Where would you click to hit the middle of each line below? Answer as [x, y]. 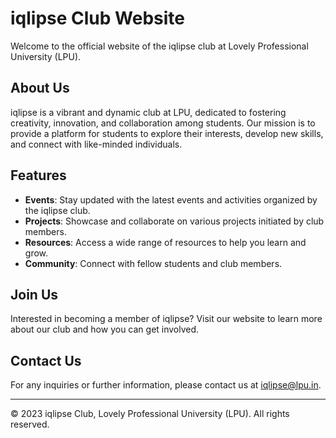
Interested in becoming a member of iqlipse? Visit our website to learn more [166, 319]
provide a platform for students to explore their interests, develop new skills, [167, 133]
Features [38, 175]
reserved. [30, 424]
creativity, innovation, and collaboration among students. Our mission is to [163, 123]
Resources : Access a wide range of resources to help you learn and [165, 242]
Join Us [34, 294]
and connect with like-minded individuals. [96, 144]
